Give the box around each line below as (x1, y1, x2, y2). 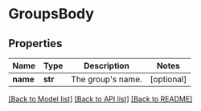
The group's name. (71, 73, 142, 85)
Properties (8, 37, 63, 50)
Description (83, 61, 130, 71)
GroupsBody (8, 5, 95, 23)
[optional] (150, 73, 187, 85)
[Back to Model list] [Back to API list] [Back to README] (8, 94, 193, 104)
